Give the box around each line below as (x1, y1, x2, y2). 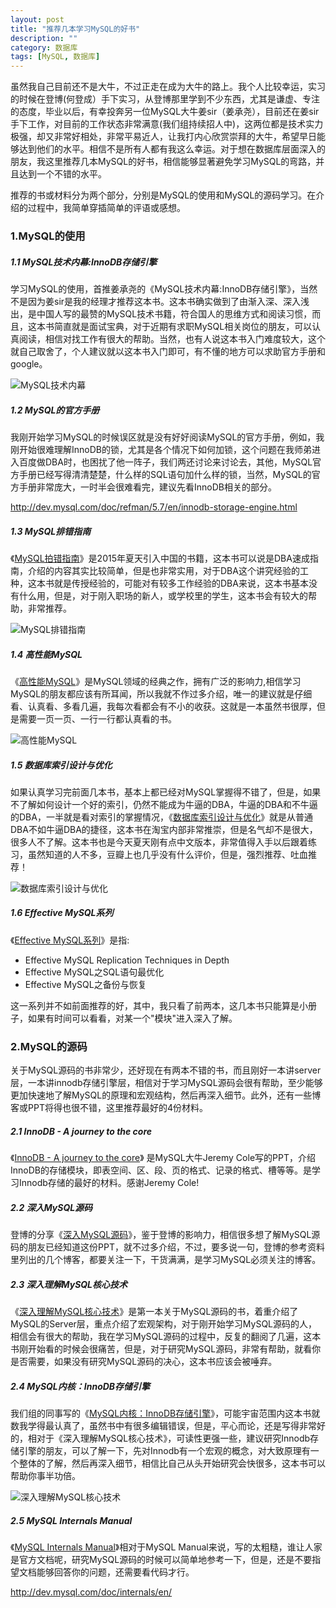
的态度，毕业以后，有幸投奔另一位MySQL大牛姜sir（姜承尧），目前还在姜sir (10, 106, 320, 118)
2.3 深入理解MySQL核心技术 (10, 1278, 128, 1290)
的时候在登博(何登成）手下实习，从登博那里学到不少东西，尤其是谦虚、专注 (10, 93, 321, 105)
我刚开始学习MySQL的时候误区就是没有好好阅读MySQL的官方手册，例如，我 (10, 431, 325, 443)
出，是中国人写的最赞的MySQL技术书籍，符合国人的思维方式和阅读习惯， (10, 308, 313, 320)
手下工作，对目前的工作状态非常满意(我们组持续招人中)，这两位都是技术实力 (10, 118, 324, 130)
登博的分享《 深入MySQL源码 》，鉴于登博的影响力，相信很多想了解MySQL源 (10, 1229, 321, 1241)
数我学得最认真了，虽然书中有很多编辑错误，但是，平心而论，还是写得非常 (10, 1420, 317, 1432)
